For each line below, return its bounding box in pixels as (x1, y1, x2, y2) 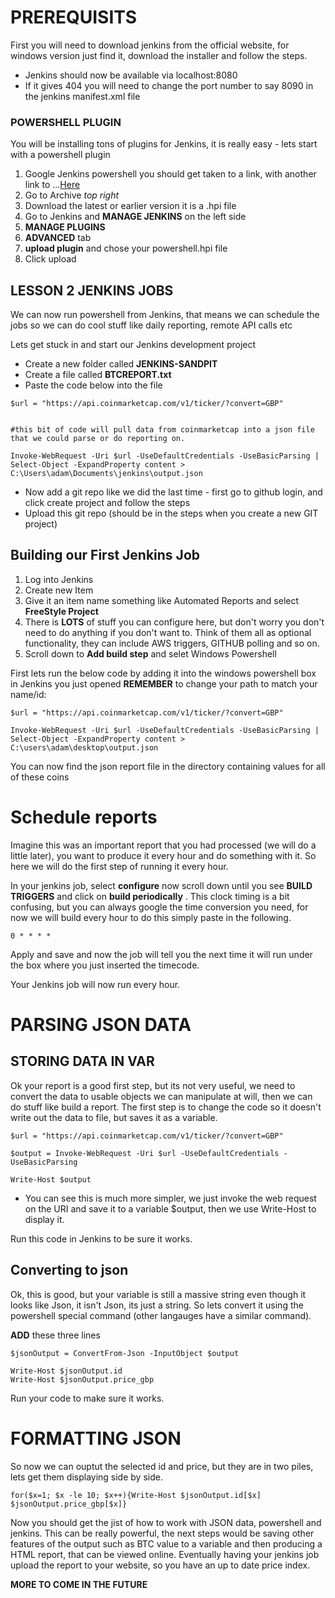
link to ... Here (24, 179, 81, 191)
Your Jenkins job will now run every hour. (10, 978, 181, 990)
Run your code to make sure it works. (10, 1392, 165, 1404)
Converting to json (10, 1262, 129, 1279)
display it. (24, 1213, 65, 1225)
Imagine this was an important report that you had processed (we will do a (10, 839, 317, 851)
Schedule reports (10, 806, 158, 829)
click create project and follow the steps (24, 497, 191, 509)
